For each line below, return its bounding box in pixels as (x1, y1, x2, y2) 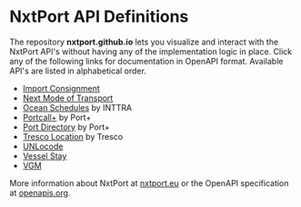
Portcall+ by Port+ (22, 112, 92, 123)
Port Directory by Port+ (22, 121, 111, 133)
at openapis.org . (9, 187, 71, 198)
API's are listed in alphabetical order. (9, 65, 147, 76)
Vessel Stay (22, 150, 67, 161)
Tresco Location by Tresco (22, 131, 124, 142)
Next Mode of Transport (22, 93, 114, 103)
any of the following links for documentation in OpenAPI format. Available (9, 55, 284, 66)
